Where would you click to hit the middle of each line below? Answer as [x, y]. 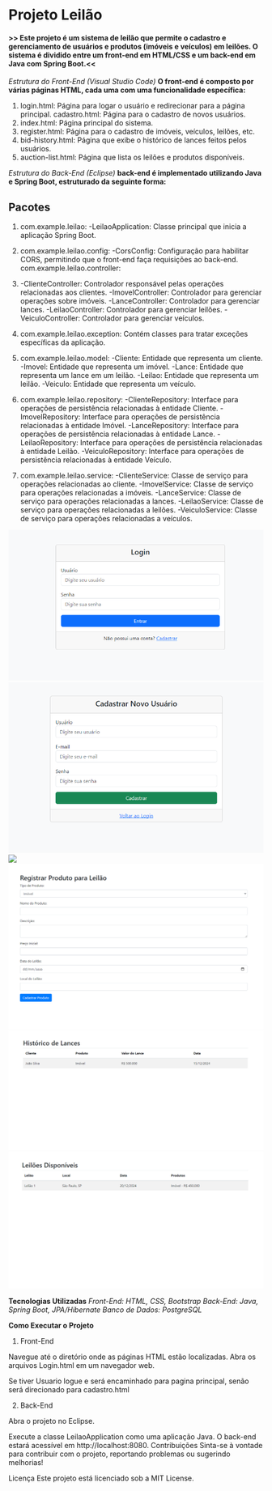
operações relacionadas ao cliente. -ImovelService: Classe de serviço [136, 484]
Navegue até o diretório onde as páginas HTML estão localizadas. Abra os [132, 1357]
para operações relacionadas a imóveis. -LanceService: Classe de [130, 493]
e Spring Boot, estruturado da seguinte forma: [87, 182]
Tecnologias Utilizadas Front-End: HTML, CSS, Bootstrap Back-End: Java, [134, 1301]
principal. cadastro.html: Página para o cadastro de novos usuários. [133, 114]
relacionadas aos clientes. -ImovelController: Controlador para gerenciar [141, 292]
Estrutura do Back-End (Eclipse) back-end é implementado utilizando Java [135, 173]
